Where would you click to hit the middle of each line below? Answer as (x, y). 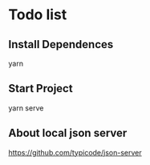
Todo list (38, 15)
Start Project (41, 89)
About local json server (68, 133)
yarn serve (26, 108)
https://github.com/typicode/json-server (75, 152)
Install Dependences (61, 44)
